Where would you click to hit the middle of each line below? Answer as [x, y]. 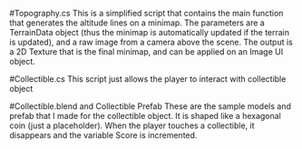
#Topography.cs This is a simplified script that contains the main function [146, 13]
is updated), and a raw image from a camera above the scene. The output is [151, 42]
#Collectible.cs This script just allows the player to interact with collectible [148, 79]
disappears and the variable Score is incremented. [103, 135]
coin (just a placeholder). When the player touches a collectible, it [132, 125]
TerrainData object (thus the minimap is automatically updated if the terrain [150, 32]
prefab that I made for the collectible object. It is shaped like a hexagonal [145, 116]
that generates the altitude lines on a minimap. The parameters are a [137, 23]
